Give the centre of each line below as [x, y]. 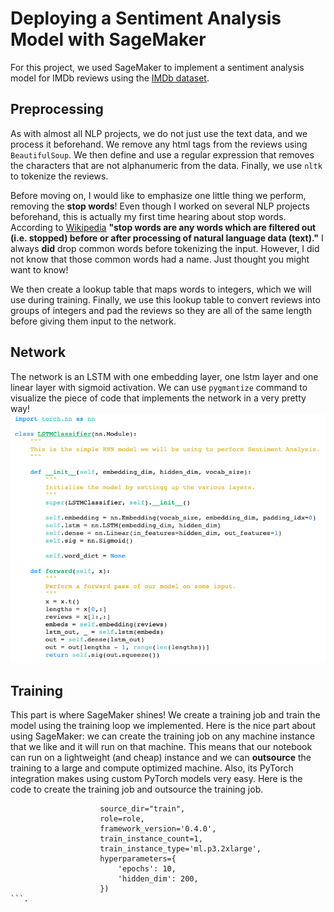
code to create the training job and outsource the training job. [137, 789]
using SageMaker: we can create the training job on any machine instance [163, 736]
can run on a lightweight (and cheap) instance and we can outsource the [161, 758]
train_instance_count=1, [151, 839]
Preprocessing [57, 109]
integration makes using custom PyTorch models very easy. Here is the [156, 779]
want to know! [39, 269]
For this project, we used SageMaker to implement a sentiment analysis [157, 67]
